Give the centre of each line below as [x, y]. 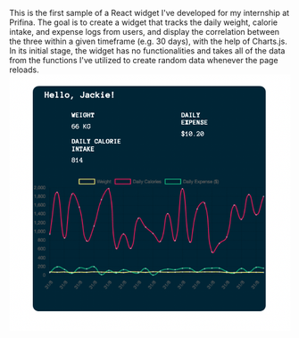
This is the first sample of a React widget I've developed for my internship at [149, 13]
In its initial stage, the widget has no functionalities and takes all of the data [147, 51]
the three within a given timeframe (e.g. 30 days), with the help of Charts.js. [148, 41]
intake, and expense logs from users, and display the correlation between [144, 32]
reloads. [24, 70]
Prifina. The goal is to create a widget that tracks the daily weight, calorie [144, 22]
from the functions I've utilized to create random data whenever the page [144, 60]
